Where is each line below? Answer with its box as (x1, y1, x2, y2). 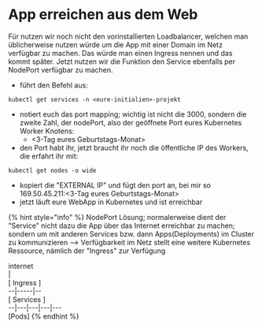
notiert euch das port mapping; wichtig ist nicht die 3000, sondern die (19, 109, 247, 119)
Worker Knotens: (19, 126, 75, 136)
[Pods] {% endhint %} (8, 311, 80, 321)
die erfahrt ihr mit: (19, 151, 79, 161)
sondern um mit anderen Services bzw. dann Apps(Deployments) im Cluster (8, 229, 255, 238)
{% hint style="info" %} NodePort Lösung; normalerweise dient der (8, 212, 227, 222)
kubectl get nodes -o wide (8, 166, 97, 174)
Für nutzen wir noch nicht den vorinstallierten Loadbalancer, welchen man (8, 32, 249, 41)
